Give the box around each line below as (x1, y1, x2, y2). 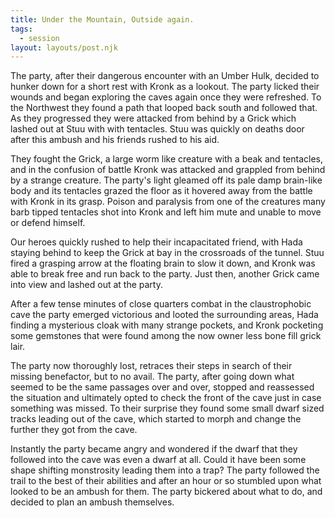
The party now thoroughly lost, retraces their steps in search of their (10, 360, 293, 372)
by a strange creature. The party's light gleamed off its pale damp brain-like (10, 174, 323, 186)
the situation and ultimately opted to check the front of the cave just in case (10, 392, 322, 404)
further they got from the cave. (10, 424, 138, 436)
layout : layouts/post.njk (10, 42, 118, 53)
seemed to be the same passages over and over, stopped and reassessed (10, 381, 315, 393)
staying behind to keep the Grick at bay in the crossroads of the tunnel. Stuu (10, 247, 325, 259)
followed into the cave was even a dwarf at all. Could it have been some (10, 454, 307, 466)
